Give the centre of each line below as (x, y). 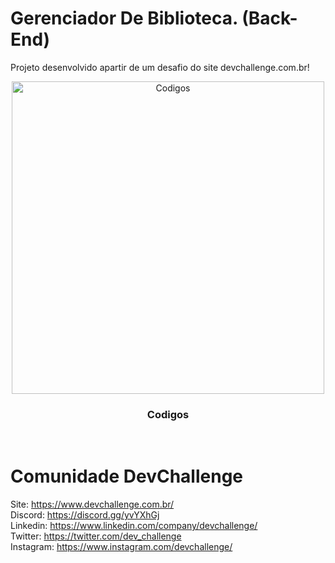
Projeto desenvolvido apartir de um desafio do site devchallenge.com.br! (160, 67)
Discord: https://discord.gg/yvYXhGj (85, 515)
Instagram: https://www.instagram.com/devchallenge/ (121, 547)
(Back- (269, 18)
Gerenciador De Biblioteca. (124, 18)
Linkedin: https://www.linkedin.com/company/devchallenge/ (134, 526)
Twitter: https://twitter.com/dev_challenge (96, 536)
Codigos (168, 414)
